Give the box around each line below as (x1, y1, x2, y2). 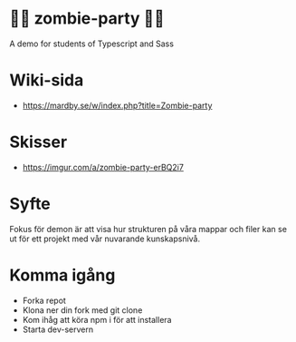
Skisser (9, 132, 68, 152)
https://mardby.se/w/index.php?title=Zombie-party (22, 100, 213, 111)
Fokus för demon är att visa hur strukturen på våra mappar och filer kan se (9, 223, 288, 234)
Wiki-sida (9, 70, 84, 91)
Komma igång (9, 265, 116, 285)
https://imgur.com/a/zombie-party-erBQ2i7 (22, 161, 184, 172)
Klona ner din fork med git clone (22, 304, 143, 316)
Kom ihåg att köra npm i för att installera (22, 314, 172, 325)
